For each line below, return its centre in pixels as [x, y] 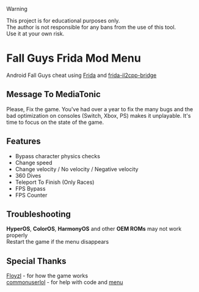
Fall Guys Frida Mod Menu [74, 58]
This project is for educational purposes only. [63, 20]
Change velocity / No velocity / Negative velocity [77, 169]
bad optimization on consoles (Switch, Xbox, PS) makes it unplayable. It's [99, 115]
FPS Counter [31, 195]
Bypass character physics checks [58, 156]
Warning [17, 9]
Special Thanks [36, 261]
